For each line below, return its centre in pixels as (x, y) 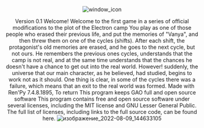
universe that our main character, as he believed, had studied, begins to (102, 73)
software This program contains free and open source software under (102, 99)
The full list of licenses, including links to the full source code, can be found (102, 112)
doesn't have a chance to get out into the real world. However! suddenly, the (102, 66)
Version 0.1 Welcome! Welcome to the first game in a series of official (102, 21)
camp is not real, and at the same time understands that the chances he (102, 60)
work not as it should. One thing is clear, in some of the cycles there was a (102, 80)
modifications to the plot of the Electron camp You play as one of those (102, 28)
